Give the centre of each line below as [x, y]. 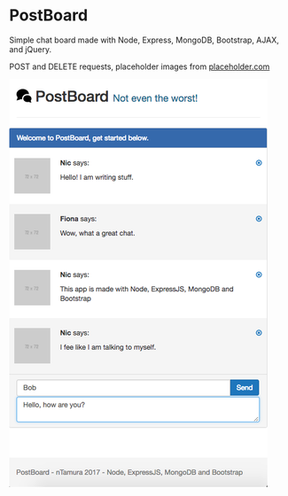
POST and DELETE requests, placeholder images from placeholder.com [140, 66]
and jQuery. [30, 49]
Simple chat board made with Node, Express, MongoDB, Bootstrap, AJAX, [144, 40]
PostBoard [49, 15]
